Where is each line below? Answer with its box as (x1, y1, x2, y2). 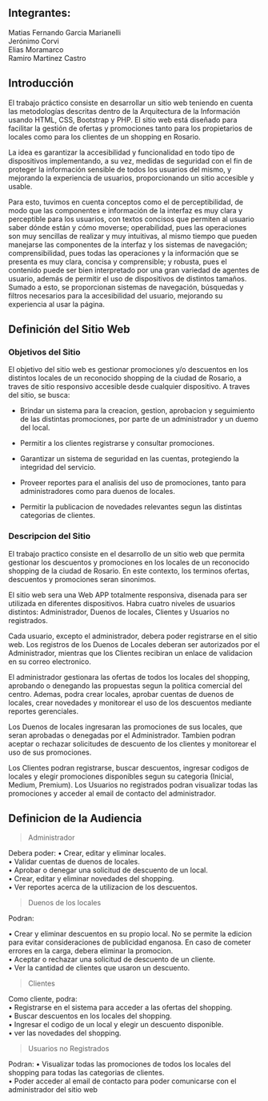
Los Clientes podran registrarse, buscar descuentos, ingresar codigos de (8, 763, 250, 772)
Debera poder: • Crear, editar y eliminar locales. (8, 848, 166, 858)
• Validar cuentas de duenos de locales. (8, 857, 140, 867)
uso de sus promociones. (8, 747, 92, 757)
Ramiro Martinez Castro (8, 53, 86, 63)
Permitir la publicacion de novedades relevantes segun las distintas (19, 502, 242, 512)
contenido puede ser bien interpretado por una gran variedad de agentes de (8, 265, 260, 275)
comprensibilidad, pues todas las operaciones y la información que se (8, 248, 239, 257)
